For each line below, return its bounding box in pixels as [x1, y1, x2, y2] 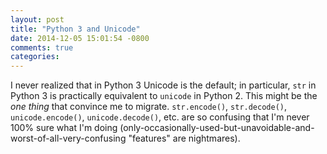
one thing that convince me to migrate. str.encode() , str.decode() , [10, 101, 288, 113]
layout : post [10, 14, 65, 25]
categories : [10, 52, 60, 62]
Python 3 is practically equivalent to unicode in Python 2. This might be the [10, 90, 318, 102]
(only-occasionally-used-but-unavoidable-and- [119, 122, 315, 134]
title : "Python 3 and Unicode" [10, 24, 141, 34]
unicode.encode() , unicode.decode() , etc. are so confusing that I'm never [10, 111, 310, 123]
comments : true [10, 42, 74, 53]
